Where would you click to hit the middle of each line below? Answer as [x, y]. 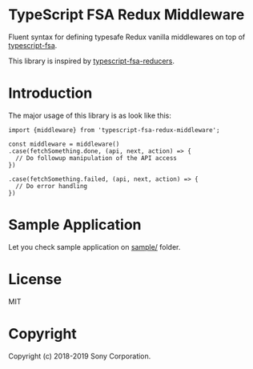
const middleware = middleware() [64, 144]
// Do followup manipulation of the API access [96, 158]
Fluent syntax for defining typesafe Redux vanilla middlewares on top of [127, 37]
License [35, 279]
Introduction [50, 93]
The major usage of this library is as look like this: [90, 115]
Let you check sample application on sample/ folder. [94, 247]
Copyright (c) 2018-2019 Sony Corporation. [80, 356]
